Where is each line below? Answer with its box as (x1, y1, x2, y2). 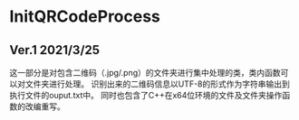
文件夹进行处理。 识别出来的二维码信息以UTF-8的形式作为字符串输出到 (24, 78, 290, 89)
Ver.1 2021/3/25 (9, 42, 101, 58)
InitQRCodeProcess (9, 6, 161, 27)
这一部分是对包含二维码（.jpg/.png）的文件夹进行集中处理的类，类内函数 (9, 68, 281, 78)
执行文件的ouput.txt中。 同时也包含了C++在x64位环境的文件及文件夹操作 (9, 90, 283, 100)
